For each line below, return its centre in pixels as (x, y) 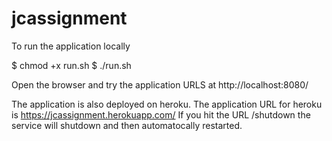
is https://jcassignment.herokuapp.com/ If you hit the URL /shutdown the (161, 114)
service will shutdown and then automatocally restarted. (127, 125)
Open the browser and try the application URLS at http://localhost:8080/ (160, 84)
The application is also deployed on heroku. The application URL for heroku (167, 104)
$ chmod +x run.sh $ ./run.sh (71, 65)
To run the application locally (71, 46)
